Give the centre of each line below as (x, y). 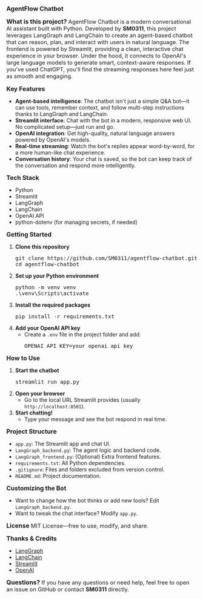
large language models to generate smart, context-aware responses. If (98, 63)
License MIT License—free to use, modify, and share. (77, 525)
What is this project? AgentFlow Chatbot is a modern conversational (99, 21)
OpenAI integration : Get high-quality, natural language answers (95, 133)
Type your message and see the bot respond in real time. (95, 419)
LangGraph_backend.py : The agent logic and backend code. (88, 450)
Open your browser (40, 393)
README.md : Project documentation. (58, 476)
